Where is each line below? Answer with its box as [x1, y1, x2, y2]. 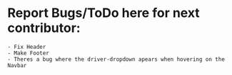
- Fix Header [7, 43, 46, 50]
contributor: [7, 20, 81, 36]
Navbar [7, 62, 27, 69]
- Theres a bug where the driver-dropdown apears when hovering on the [7, 55, 225, 63]
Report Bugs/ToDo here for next [7, 5, 200, 21]
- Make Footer [7, 50, 50, 57]
